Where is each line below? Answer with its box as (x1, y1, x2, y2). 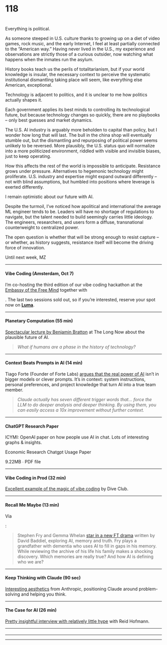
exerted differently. (5, 184, 44, 190)
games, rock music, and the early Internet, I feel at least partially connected (5, 41, 160, 47)
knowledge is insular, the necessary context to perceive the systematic (5, 72, 151, 78)
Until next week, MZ (5, 254, 46, 260)
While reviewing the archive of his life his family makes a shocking (17, 548, 153, 554)
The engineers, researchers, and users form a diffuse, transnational (5, 219, 144, 225)
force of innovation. (5, 245, 46, 251)
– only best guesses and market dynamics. (5, 117, 93, 123)
